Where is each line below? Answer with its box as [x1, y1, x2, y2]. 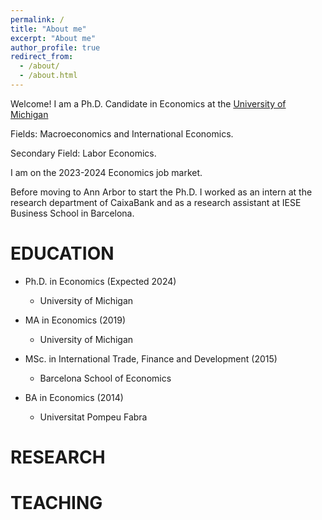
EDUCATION [10, 242, 115, 265]
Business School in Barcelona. [10, 207, 135, 219]
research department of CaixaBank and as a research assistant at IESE [10, 196, 302, 208]
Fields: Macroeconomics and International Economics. [10, 127, 234, 140]
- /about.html [19, 71, 78, 81]
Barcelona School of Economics [39, 372, 172, 384]
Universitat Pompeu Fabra [39, 411, 148, 423]
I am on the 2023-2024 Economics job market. [10, 166, 203, 178]
